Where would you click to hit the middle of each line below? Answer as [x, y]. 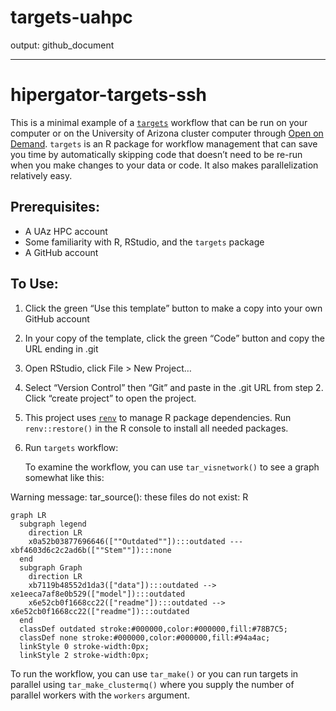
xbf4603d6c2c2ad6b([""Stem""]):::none [91, 550]
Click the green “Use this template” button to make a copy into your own [173, 308]
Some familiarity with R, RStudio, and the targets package [144, 242]
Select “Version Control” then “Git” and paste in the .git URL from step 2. [174, 387]
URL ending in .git [61, 348]
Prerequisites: [55, 207]
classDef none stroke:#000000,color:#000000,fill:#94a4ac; [145, 637]
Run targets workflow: [71, 447]
